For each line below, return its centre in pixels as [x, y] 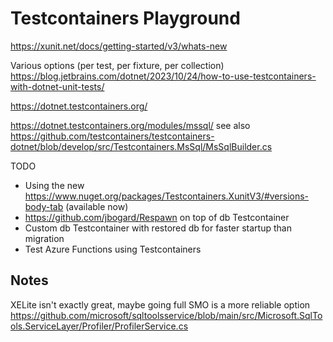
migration [44, 238]
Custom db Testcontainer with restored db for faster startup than [158, 228]
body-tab [44, 206]
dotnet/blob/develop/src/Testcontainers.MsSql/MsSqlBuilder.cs [141, 146]
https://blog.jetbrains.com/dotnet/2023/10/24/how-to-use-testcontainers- [163, 76]
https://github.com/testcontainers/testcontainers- [112, 136]
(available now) [97, 206]
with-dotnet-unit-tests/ [57, 86]
